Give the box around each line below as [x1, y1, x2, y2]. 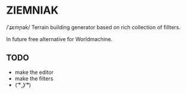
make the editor [14, 68, 54, 76]
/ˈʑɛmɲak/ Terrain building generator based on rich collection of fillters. [6, 23, 181, 30]
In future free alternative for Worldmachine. [6, 35, 113, 42]
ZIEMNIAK [6, 4, 58, 17]
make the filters [14, 75, 54, 82]
